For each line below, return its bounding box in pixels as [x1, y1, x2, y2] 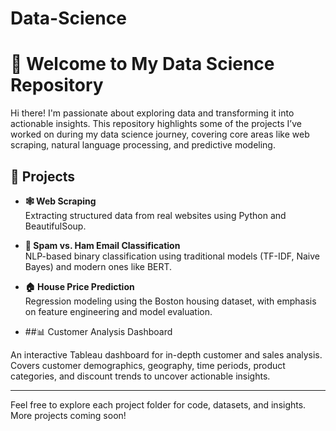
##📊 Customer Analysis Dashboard [24, 325, 173, 337]
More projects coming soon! [10, 409, 127, 421]
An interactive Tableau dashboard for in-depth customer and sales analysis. [10, 348, 323, 361]
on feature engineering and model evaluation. [24, 305, 213, 317]
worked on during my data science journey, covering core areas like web [10, 128, 310, 141]
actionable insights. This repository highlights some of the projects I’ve [10, 118, 302, 130]
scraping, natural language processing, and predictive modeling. [10, 139, 276, 151]
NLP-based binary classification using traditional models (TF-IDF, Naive [24, 250, 321, 262]
